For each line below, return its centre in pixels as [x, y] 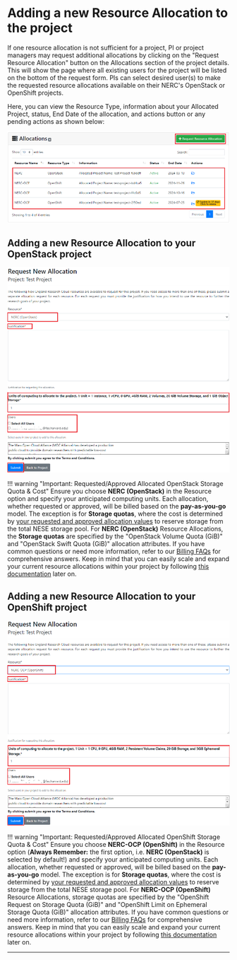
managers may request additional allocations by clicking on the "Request [113, 55]
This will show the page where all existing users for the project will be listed [117, 70]
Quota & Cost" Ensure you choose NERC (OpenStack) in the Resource [109, 491]
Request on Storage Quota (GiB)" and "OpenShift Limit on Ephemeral [107, 904]
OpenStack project [49, 254]
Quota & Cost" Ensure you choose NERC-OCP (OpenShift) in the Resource [116, 844]
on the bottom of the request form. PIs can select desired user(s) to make [114, 77]
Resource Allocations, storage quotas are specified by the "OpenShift [108, 897]
